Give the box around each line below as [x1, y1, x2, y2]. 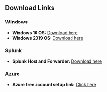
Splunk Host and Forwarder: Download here [12, 58, 102, 64]
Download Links [5, 4, 55, 12]
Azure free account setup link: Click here [12, 82, 96, 88]
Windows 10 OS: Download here [12, 29, 78, 36]
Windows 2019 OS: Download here [12, 35, 84, 41]
